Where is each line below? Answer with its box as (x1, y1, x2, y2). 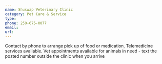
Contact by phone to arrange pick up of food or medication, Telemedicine (5, 43, 153, 48)
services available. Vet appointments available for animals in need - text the (5, 48, 157, 54)
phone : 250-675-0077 (5, 20, 47, 26)
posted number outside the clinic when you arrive (5, 53, 105, 59)
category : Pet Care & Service (5, 12, 67, 16)
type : (5, 16, 16, 21)
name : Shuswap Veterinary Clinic (5, 7, 73, 12)
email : (5, 25, 19, 30)
